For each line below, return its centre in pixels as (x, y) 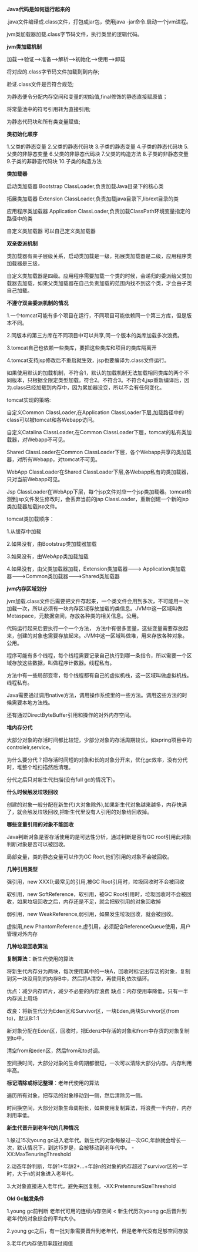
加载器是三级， (25, 263)
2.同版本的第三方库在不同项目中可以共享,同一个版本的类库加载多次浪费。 (95, 335)
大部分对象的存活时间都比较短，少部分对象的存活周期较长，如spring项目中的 (99, 740)
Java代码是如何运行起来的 (38, 9)
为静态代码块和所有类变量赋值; (44, 122)
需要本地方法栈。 (32, 702)
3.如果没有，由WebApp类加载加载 (48, 556)
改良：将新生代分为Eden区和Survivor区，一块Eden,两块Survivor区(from (93, 1011)
